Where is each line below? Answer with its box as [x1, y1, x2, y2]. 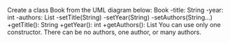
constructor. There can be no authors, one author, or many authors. [7, 28, 201, 36]
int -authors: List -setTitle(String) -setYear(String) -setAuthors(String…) [7, 13, 213, 21]
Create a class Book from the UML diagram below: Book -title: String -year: [7, 6, 224, 14]
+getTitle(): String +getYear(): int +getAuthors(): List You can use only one [7, 21, 222, 28]
